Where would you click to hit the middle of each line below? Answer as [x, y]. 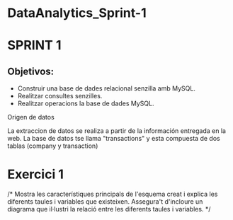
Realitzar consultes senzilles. [60, 96]
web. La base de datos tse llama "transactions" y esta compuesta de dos [114, 139]
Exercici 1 [35, 174]
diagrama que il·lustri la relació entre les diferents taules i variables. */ [109, 209]
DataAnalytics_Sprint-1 [77, 13]
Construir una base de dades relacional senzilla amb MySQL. [107, 88]
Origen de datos [31, 117]
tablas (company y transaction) [53, 146]
